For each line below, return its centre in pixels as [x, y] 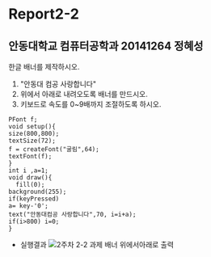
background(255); [38, 192]
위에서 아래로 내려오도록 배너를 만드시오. [84, 94]
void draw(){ [30, 178]
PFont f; [23, 120]
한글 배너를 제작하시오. [44, 67]
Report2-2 [44, 14]
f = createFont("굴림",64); [54, 150]
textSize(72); [32, 141]
